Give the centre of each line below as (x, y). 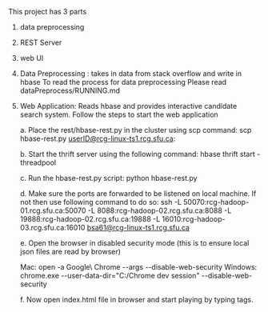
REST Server (41, 42)
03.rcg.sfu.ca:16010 (52, 228)
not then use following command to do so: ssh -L (101, 202)
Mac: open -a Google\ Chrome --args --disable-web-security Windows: (138, 267)
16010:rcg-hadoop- (194, 219)
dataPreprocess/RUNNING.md (70, 90)
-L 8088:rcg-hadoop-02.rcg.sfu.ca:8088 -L (160, 210)
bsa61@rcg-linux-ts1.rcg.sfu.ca (138, 228)
